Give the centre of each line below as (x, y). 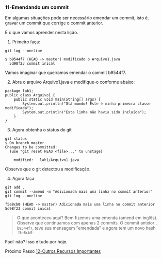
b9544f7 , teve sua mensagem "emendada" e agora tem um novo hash (86, 228)
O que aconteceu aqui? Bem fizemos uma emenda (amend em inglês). (87, 218)
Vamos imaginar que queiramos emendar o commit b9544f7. (65, 73)
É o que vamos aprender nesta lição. (42, 33)
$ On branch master (25, 143)
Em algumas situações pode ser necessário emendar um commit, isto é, (77, 18)
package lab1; (19, 91)
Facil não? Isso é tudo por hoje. (36, 242)
